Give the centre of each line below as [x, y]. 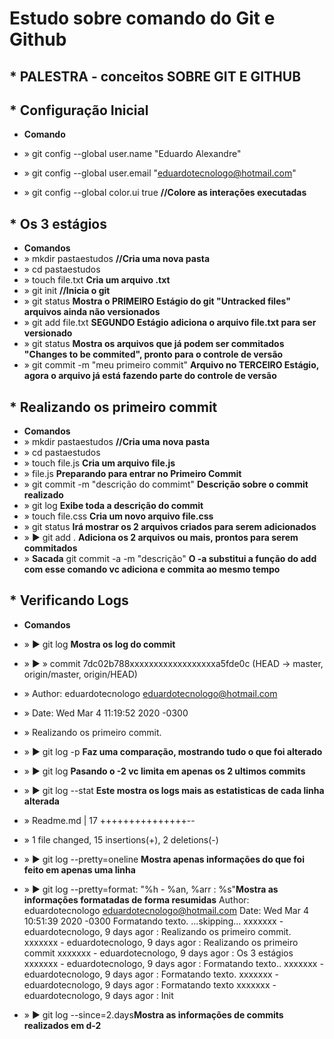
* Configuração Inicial [79, 110]
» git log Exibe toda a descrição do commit [113, 506]
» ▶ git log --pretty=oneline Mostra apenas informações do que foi [164, 859]
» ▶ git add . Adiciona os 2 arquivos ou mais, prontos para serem [161, 538]
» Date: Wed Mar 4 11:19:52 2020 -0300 [106, 713]
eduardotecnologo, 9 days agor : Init [98, 995]
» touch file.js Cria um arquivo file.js [99, 463]
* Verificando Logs [69, 600]
